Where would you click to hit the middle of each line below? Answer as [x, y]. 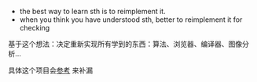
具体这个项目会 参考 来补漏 [50, 70]
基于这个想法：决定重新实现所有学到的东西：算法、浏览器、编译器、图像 [125, 44]
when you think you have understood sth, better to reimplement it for [131, 20]
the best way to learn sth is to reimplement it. [93, 11]
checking [35, 28]
